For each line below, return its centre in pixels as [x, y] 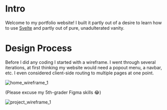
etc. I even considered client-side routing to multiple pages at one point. [79, 73]
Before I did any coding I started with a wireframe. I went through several [80, 62]
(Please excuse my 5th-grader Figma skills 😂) [53, 92]
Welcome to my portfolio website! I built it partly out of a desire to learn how [83, 23]
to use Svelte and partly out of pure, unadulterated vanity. [65, 28]
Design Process [39, 48]
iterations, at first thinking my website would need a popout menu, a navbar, [83, 67]
